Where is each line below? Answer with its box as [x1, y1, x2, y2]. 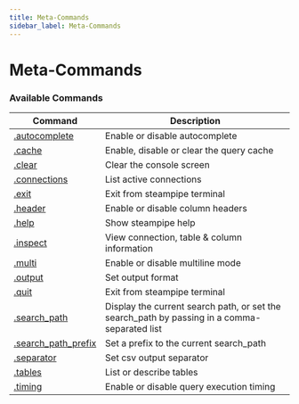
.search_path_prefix [13, 336, 97, 349]
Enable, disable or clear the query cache [105, 144, 274, 156]
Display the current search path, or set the [105, 300, 282, 312]
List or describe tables [105, 366, 198, 378]
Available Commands [9, 91, 104, 103]
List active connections [105, 173, 202, 186]
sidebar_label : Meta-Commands [9, 21, 122, 30]
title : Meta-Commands [9, 12, 90, 22]
